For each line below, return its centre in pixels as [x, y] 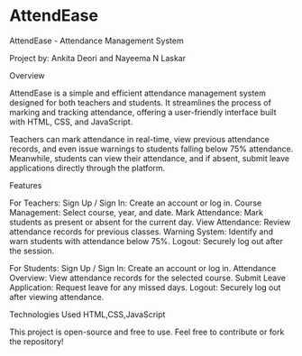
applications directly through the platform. [87, 168]
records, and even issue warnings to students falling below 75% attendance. [151, 149]
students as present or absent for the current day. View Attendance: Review [150, 222]
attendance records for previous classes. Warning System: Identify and [141, 232]
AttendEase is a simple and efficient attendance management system [138, 93]
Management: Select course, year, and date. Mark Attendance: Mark [137, 212]
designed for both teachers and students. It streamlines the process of [141, 102]
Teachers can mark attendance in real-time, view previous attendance [140, 139]
